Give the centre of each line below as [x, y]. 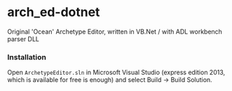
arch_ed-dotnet [54, 12]
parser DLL [23, 38]
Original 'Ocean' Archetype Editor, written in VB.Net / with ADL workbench [115, 31]
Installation [27, 57]
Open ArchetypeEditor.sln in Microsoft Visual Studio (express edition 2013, [116, 72]
